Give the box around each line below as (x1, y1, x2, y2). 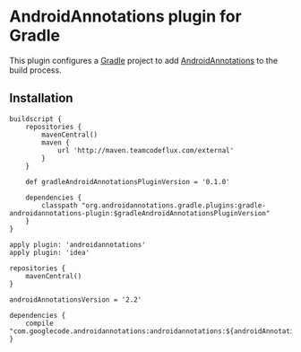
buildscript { (9, 114, 63, 123)
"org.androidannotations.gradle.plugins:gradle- (81, 200, 267, 210)
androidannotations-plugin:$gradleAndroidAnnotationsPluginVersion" (9, 208, 271, 217)
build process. (9, 65, 63, 75)
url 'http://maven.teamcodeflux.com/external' (56, 145, 235, 154)
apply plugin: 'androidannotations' (9, 240, 146, 249)
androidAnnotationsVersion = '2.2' (9, 295, 142, 304)
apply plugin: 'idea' (9, 248, 90, 257)
